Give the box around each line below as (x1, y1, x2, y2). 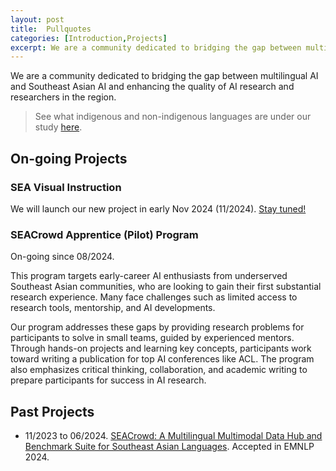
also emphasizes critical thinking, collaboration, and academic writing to (10, 364, 308, 376)
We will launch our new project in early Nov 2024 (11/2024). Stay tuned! (10, 202, 307, 215)
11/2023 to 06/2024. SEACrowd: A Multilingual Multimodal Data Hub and (24, 430, 323, 442)
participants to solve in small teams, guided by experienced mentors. (10, 332, 295, 344)
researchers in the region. (10, 91, 117, 103)
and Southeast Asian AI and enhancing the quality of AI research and (10, 81, 295, 93)
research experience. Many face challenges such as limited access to (10, 291, 298, 303)
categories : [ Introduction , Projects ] (10, 33, 168, 43)
